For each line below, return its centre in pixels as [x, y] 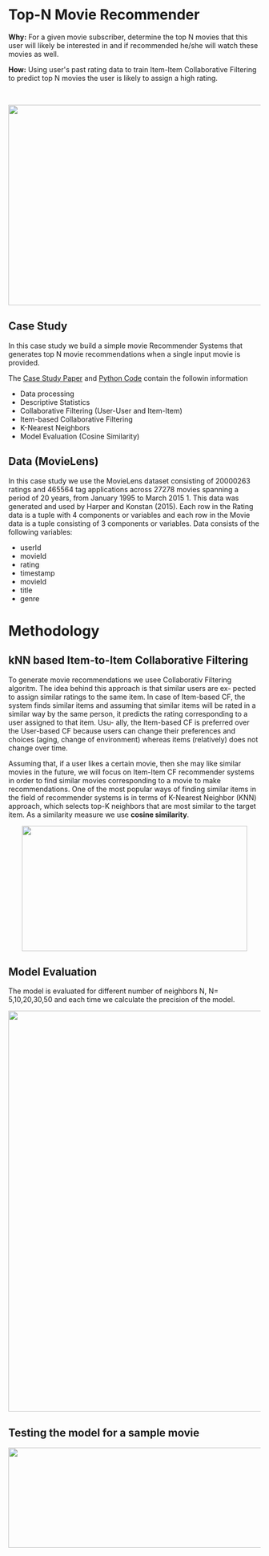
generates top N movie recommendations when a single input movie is [124, 354]
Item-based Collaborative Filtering [76, 419]
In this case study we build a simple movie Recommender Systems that [125, 346]
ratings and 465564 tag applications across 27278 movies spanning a [123, 489]
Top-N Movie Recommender [104, 15]
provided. [24, 362]
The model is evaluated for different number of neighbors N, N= [113, 991]
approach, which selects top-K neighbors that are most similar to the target [132, 806]
